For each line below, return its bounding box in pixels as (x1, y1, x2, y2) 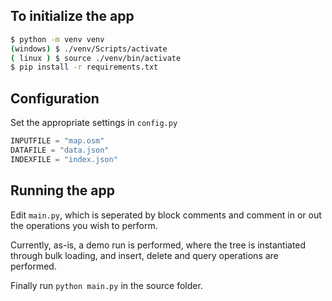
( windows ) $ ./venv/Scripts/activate (10, 44, 168, 54)
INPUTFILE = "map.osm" (10, 136, 105, 146)
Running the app (10, 182, 115, 199)
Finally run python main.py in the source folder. (10, 279, 203, 291)
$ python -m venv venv (10, 34, 105, 44)
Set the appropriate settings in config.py (10, 117, 178, 129)
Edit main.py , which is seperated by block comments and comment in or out (10, 209, 322, 221)
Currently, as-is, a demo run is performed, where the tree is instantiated (10, 239, 307, 251)
